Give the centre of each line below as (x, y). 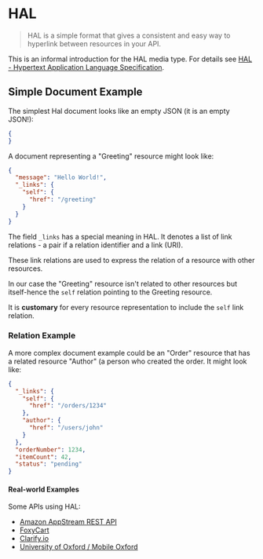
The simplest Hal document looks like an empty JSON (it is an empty (119, 111)
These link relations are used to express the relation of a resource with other (131, 260)
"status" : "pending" (49, 464)
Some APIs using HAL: (44, 506)
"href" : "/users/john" (66, 428)
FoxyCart (34, 530)
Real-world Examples (44, 489)
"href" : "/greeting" (62, 199)
